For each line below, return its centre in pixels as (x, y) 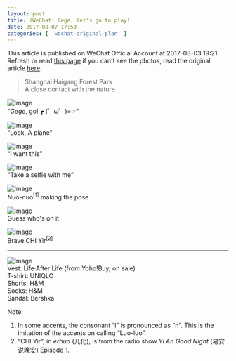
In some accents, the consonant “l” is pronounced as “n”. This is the (116, 325)
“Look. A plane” (30, 133)
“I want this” (25, 154)
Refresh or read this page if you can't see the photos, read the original (109, 61)
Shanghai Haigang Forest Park (68, 82)
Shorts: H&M (26, 283)
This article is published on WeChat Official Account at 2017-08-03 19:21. (113, 53)
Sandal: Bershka (31, 298)
